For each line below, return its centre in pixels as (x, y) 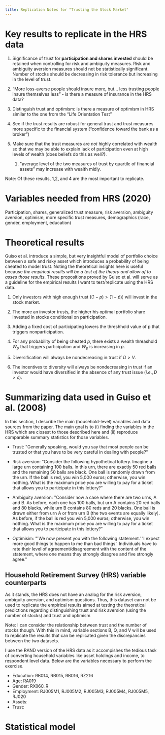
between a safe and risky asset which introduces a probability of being (77, 261)
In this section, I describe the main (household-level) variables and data (78, 422)
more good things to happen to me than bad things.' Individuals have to (84, 544)
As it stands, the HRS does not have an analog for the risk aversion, (73, 594)
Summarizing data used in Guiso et (78, 397)
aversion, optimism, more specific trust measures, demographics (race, (78, 217)
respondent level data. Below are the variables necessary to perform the (79, 661)
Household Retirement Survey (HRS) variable (76, 575)
